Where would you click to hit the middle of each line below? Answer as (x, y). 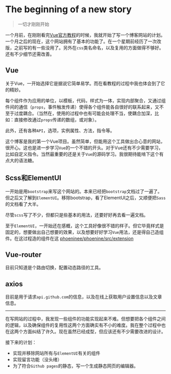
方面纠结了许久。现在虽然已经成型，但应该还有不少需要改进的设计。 (94, 332)
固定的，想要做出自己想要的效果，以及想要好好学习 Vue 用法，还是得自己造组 (84, 232)
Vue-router (23, 255)
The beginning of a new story (68, 9)
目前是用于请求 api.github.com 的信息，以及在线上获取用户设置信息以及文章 (84, 297)
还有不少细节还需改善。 (30, 54)
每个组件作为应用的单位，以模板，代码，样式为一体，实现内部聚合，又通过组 (85, 100)
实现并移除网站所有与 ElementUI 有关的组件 (56, 353)
